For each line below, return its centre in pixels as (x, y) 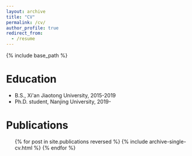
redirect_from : (25, 33)
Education (31, 79)
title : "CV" (20, 17)
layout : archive (26, 11)
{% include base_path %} (37, 55)
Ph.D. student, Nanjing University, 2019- (63, 101)
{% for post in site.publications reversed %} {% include (81, 141)
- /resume (23, 39)
